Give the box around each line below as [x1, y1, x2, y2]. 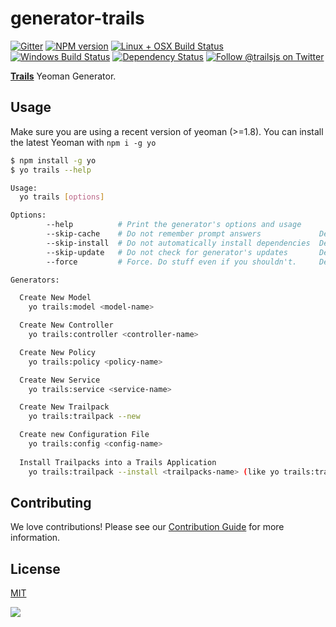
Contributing [10, 494, 92, 511]
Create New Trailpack [19, 402, 110, 412]
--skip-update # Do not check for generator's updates [46, 247, 288, 257]
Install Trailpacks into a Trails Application [19, 457, 217, 467]
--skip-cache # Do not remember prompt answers [46, 229, 262, 239]
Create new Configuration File [19, 430, 150, 440]
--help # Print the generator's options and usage [46, 220, 302, 230]
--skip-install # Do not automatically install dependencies [46, 238, 311, 248]
